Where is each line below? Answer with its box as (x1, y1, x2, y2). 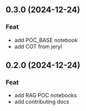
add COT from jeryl (14, 43, 63, 50)
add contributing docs (14, 98, 70, 106)
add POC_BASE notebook (14, 36, 78, 44)
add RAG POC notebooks (14, 92, 77, 99)
